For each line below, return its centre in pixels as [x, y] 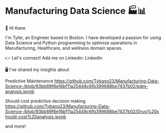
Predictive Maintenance [29, 81]
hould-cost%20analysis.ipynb [36, 116]
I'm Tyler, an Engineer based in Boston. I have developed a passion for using [83, 37]
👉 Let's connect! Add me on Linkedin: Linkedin [54, 58]
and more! [16, 126]
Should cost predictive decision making [45, 101]
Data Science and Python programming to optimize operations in [71, 43]
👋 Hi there [15, 28]
